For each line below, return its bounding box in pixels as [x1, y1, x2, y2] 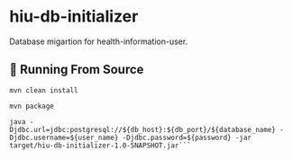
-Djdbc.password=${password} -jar [122, 133, 252, 142]
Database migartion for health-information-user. [9, 36, 188, 47]
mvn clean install [9, 85, 78, 95]
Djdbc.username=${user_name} [9, 133, 119, 142]
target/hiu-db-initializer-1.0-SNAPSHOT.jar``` [9, 141, 192, 150]
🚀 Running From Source [9, 62, 144, 77]
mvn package [9, 102, 54, 110]
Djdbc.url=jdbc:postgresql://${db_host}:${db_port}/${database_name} [9, 125, 277, 134]
